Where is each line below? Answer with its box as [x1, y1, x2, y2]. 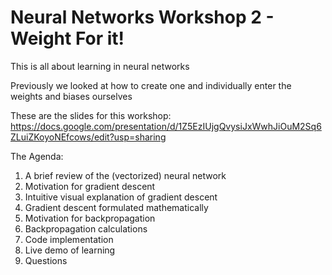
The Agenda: [10, 150, 64, 162]
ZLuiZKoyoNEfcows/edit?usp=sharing [10, 131, 167, 143]
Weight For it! [10, 27, 125, 50]
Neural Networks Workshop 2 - [10, 6, 275, 29]
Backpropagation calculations [24, 222, 148, 235]
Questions [24, 254, 68, 266]
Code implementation [24, 233, 114, 245]
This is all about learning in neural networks [10, 60, 190, 72]
